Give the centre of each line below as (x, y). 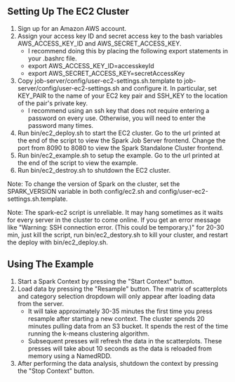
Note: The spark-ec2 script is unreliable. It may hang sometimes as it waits (115, 212)
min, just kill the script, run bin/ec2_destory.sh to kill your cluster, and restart (117, 235)
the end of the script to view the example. (78, 163)
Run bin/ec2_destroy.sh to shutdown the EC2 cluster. (94, 170)
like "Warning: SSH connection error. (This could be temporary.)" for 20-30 (116, 227)
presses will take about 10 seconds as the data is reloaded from (120, 348)
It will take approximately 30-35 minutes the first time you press (120, 311)
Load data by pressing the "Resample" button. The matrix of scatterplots (122, 289)
